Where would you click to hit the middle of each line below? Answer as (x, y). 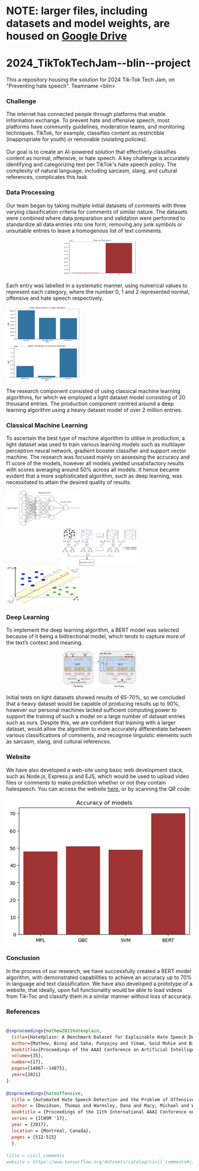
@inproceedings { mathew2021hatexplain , (54, 1031)
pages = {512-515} (34, 1137)
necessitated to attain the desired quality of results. (69, 482)
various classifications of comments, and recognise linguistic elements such (99, 735)
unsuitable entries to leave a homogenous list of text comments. (84, 231)
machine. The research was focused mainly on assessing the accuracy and (98, 457)
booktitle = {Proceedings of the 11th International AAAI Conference (99, 1112)
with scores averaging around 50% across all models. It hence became (93, 470)
